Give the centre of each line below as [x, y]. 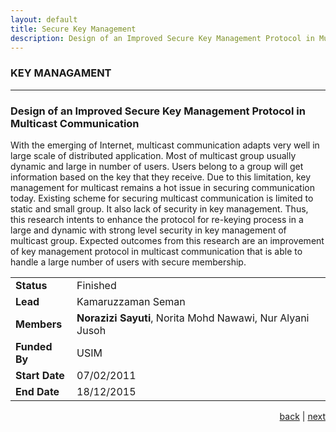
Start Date [40, 375]
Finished [96, 285]
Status [31, 285]
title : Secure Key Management [73, 29]
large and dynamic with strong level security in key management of [148, 230]
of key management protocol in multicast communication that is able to [156, 251]
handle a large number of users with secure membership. [128, 262]
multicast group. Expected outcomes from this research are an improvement [167, 240]
